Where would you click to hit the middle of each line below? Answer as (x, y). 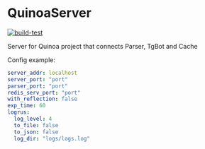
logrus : (19, 112)
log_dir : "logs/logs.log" (52, 138)
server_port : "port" (38, 79)
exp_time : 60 (27, 106)
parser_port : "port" (38, 86)
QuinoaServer (50, 13)
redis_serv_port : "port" (44, 93)
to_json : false (36, 132)
